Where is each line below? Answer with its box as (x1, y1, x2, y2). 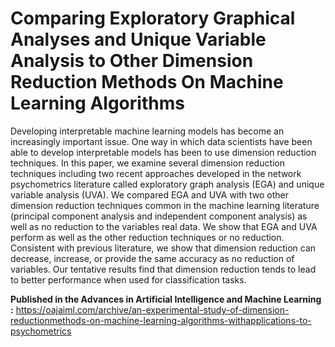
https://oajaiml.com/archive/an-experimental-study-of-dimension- (15, 303, 290, 316)
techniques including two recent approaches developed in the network (10, 167, 302, 179)
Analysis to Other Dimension (10, 50, 254, 72)
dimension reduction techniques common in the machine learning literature (10, 199, 320, 211)
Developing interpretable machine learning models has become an (10, 125, 285, 137)
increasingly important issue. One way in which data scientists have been (10, 135, 313, 147)
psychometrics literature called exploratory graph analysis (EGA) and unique (10, 178, 325, 190)
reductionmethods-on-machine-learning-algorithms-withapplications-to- (10, 314, 312, 326)
